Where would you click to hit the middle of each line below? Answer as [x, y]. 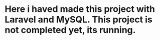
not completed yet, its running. [70, 30]
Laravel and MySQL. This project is [78, 20]
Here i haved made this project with [80, 9]
